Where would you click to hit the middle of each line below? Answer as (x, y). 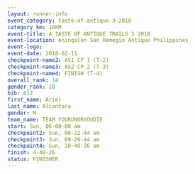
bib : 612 (20, 93)
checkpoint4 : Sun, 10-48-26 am (54, 146)
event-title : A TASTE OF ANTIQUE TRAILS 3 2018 (79, 34)
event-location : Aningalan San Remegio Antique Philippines (98, 40)
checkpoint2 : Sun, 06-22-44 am (54, 133)
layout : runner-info (38, 14)
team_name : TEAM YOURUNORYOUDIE (55, 119)
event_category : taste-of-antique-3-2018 (69, 21)
